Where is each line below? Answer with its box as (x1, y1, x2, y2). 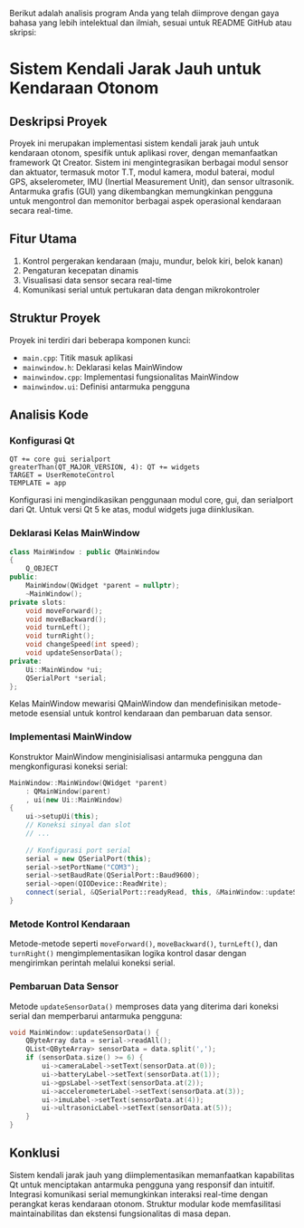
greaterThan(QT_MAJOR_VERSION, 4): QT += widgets (9, 463, 201, 472)
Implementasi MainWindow (9, 731, 133, 744)
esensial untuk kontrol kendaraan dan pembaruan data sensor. (39, 708, 273, 719)
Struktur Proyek (9, 311, 101, 326)
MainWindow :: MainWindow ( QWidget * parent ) (9, 778, 168, 787)
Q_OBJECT (25, 564, 59, 573)
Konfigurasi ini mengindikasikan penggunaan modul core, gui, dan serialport (9, 494, 294, 505)
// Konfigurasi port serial (25, 846, 131, 855)
